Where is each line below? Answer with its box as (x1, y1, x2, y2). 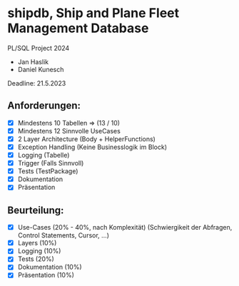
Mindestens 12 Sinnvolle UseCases (17, 126, 121, 135)
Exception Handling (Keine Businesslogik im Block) (17, 143, 168, 151)
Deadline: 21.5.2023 (7, 78, 66, 87)
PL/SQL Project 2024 (7, 44, 70, 52)
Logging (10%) (17, 247, 61, 255)
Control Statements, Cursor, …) (17, 231, 109, 240)
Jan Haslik (17, 57, 49, 66)
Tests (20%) (17, 255, 55, 263)
